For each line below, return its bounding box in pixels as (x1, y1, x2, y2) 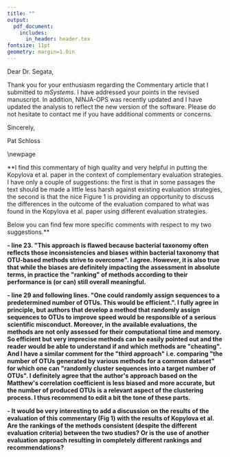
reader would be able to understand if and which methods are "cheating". (7, 342, 222, 350)
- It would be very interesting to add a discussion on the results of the (7, 407, 209, 415)
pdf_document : (13, 23, 54, 30)
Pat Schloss (7, 136, 41, 145)
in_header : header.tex (25, 36, 91, 43)
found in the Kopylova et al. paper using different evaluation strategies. (7, 207, 208, 215)
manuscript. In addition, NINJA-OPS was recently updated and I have (7, 95, 203, 103)
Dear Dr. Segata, (7, 67, 54, 76)
